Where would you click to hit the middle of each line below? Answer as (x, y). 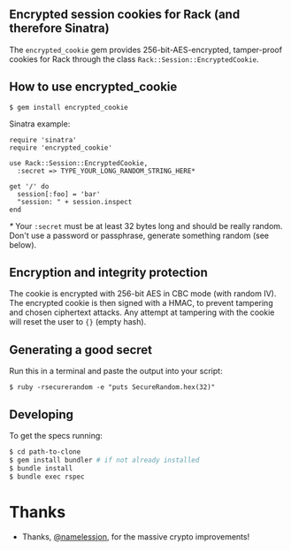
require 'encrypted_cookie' (61, 148)
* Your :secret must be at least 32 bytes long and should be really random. (146, 226)
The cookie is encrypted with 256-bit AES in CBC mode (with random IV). (143, 294)
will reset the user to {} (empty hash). (78, 322)
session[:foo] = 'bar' (59, 194)
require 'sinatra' (43, 140)
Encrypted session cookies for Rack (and (125, 15)
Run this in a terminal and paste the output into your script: (116, 371)
